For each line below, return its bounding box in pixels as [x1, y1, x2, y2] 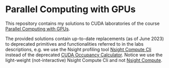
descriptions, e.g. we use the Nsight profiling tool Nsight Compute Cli [5, 46, 152, 52]
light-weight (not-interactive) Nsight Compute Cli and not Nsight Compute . [5, 57, 162, 63]
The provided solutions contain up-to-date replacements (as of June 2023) [5, 36, 164, 42]
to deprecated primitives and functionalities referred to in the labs [5, 41, 144, 47]
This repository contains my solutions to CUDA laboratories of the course [5, 20, 160, 26]
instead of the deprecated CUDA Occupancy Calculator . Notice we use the [5, 52, 163, 58]
